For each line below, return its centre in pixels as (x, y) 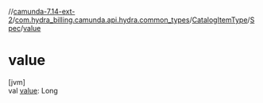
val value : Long (33, 90)
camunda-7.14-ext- (44, 11)
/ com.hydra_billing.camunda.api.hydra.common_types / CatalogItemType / (131, 20)
